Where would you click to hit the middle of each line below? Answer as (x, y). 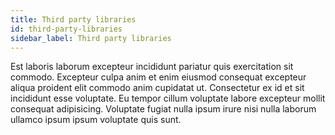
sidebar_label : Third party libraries (91, 38)
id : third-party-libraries (66, 29)
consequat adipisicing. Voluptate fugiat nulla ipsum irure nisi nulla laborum (163, 109)
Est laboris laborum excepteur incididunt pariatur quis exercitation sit (152, 67)
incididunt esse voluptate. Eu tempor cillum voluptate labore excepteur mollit (168, 98)
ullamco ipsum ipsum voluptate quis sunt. (96, 120)
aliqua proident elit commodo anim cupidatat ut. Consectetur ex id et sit (157, 88)
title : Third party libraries (73, 19)
